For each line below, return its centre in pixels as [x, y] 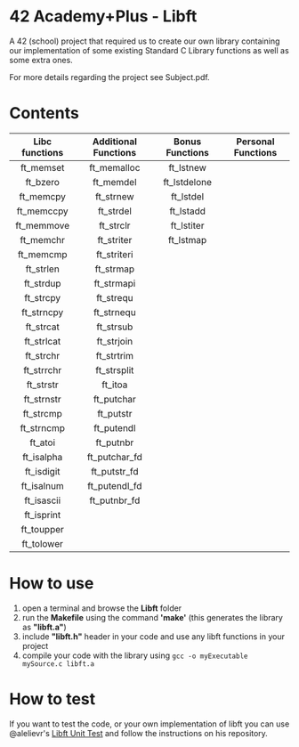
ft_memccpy [42, 211]
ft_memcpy [43, 196]
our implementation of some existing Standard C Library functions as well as [149, 50]
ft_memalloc [114, 167]
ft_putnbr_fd [115, 500]
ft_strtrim [114, 355]
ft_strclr [115, 225]
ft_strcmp [42, 413]
